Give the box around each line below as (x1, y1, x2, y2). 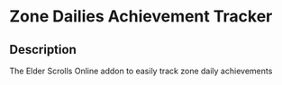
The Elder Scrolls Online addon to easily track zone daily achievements (9, 65, 273, 76)
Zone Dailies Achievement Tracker (9, 6, 273, 27)
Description (9, 42, 77, 57)
